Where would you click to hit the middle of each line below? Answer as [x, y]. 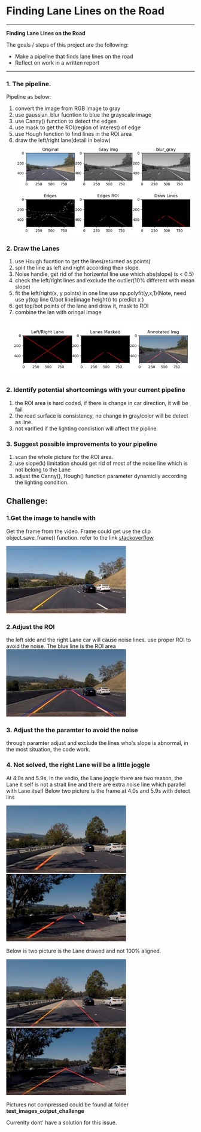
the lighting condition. [42, 482]
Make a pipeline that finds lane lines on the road [74, 56]
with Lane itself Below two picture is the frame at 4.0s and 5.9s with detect [98, 790]
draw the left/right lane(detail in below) [63, 140]
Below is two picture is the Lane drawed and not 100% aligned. [84, 951]
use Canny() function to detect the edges [66, 121]
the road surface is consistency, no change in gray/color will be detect [101, 416]
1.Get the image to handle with [51, 518]
